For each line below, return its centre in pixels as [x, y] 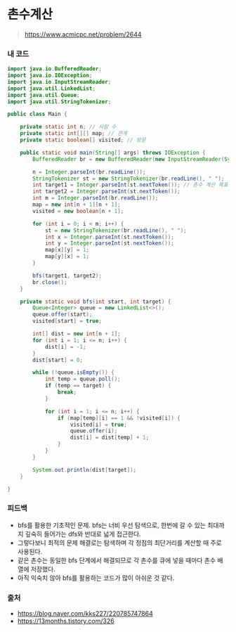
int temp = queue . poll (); [83, 379]
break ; [67, 392]
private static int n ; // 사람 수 [68, 127]
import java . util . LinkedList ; [52, 89]
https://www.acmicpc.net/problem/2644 [83, 34]
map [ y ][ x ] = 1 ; [67, 257]
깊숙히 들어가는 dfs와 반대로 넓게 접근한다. [83, 534]
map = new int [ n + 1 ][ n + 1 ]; [77, 205]
